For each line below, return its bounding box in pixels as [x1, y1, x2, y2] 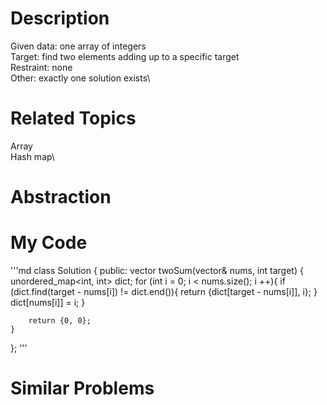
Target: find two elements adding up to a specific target [10, 50, 240, 62]
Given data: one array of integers [10, 40, 147, 52]
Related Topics [10, 107, 137, 130]
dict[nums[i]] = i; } [10, 297, 86, 308]
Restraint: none [10, 61, 73, 73]
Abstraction [10, 186, 112, 209]
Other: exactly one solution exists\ [10, 72, 151, 84]
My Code [10, 232, 88, 254]
